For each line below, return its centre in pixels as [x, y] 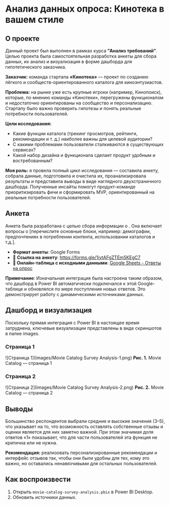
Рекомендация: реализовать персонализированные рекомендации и [81, 453]
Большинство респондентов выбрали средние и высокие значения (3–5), [85, 421]
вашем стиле [35, 20]
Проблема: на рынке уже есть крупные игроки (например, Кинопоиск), [84, 92]
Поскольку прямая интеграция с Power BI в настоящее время [72, 323]
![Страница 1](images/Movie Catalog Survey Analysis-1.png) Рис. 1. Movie [83, 358]
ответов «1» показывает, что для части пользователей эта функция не [81, 437]
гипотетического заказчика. [36, 67]
